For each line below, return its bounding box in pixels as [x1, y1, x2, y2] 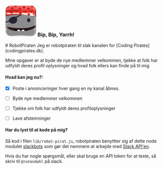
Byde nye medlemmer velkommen [12, 95, 83, 101]
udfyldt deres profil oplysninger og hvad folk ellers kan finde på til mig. [5, 63, 151, 69]
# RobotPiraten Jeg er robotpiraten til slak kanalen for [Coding [5, 42, 133, 48]
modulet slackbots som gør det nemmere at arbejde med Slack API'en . [5, 143, 151, 149]
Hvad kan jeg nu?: [5, 74, 43, 80]
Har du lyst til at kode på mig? [5, 127, 68, 133]
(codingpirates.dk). [5, 48, 44, 54]
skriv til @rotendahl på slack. [5, 158, 63, 164]
